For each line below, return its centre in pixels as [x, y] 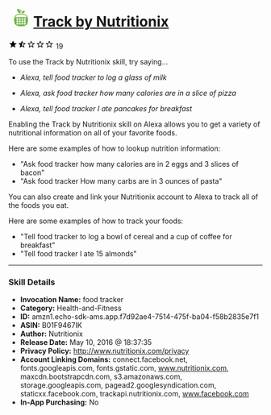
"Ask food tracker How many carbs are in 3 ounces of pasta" [121, 181]
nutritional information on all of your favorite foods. [93, 132]
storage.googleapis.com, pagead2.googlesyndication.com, [118, 385]
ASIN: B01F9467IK [51, 326]
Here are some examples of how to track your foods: [96, 221]
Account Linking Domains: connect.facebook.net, [104, 359]
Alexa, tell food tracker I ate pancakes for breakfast [106, 108]
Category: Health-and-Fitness [71, 308]
